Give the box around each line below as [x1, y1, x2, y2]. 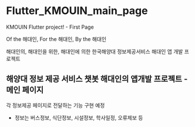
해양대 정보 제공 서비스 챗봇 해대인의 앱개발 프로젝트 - [6, 74, 188, 84]
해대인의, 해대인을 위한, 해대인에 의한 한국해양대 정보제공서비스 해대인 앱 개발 [6, 48, 183, 55]
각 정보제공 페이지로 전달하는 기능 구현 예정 [6, 101, 105, 109]
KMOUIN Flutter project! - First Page [6, 23, 94, 30]
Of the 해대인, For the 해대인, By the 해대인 [6, 35, 107, 42]
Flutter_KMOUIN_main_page [6, 4, 148, 18]
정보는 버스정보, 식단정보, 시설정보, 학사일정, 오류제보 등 [14, 114, 143, 121]
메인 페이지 [6, 85, 44, 95]
